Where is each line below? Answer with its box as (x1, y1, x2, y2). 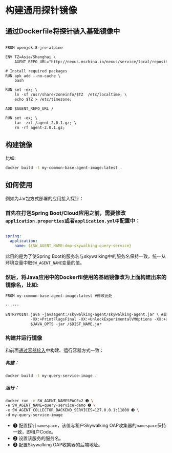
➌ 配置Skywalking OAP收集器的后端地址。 (12, 442, 103, 448)
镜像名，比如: (5, 281, 39, 288)
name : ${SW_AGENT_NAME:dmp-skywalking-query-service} (14, 243, 132, 248)
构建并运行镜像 (5, 334, 42, 342)
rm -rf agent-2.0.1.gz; (14, 125, 66, 130)
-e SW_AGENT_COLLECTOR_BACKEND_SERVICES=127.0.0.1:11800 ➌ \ (5, 408, 140, 413)
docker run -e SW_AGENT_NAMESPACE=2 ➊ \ (5, 398, 94, 403)
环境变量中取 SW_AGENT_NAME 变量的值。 (5, 259, 85, 266)
